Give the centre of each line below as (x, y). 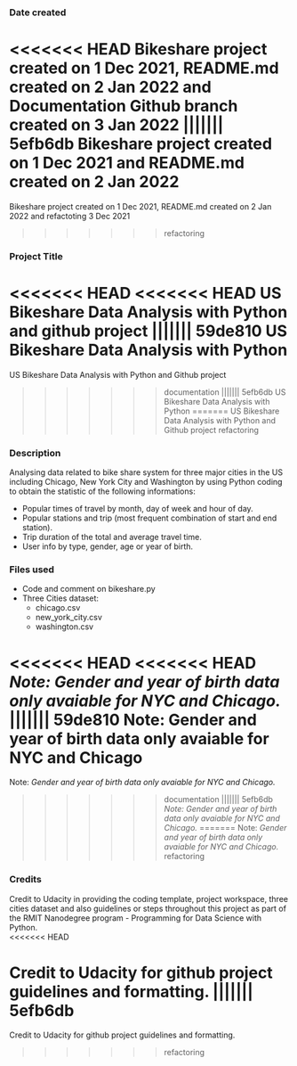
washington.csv (64, 627)
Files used (32, 570)
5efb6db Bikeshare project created (141, 144)
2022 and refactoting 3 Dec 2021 (70, 216)
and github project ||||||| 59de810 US (148, 331)
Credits (25, 880)
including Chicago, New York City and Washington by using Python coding (146, 482)
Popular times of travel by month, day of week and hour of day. (137, 509)
